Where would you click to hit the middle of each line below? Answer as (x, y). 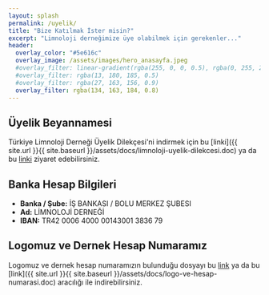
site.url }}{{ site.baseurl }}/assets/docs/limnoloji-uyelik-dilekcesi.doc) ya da (132, 151)
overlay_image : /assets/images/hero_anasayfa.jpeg (102, 61)
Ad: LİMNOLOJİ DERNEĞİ (62, 212)
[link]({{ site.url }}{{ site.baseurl (60, 273)
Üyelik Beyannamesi (60, 122)
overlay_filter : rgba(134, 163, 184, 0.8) (87, 90)
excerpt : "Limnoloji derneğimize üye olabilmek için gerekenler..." (125, 38)
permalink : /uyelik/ (43, 23)
